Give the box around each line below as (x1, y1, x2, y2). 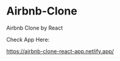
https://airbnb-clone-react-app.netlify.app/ (6, 47, 115, 55)
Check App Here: (6, 36, 50, 43)
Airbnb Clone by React (6, 24, 63, 31)
